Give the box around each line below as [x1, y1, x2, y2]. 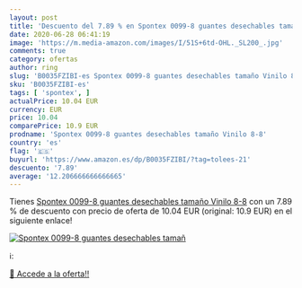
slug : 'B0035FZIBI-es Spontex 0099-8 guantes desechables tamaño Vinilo [9, 72, 288, 81]
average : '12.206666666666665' [9, 171, 127, 180]
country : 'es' [9, 138, 63, 147]
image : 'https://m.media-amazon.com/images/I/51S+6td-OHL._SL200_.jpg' [9, 38, 283, 48]
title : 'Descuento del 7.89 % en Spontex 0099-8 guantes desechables [9, 22, 276, 31]
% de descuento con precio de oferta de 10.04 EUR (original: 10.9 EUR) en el [9, 205, 293, 216]
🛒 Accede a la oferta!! [9, 268, 90, 279]
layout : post [9, 13, 58, 22]
